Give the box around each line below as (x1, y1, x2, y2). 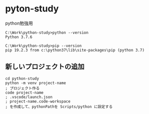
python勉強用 (5, 20, 33, 26)
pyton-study (5, 3, 59, 14)
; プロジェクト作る (5, 85, 40, 90)
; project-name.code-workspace (5, 98, 71, 104)
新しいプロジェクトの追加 (5, 62, 84, 71)
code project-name (5, 90, 44, 95)
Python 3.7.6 (5, 34, 33, 39)
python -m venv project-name (5, 80, 66, 85)
